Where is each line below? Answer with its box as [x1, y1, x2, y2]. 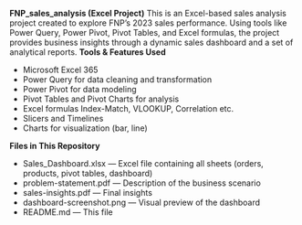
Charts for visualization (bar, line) [22, 123, 148, 134]
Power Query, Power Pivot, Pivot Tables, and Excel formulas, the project [9, 27, 280, 37]
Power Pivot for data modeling [22, 84, 137, 94]
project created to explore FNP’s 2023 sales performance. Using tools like [9, 17, 287, 28]
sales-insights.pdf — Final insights [22, 187, 153, 198]
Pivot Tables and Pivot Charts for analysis [22, 93, 180, 104]
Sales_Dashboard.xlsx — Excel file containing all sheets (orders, [22, 158, 265, 168]
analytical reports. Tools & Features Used [9, 47, 166, 58]
